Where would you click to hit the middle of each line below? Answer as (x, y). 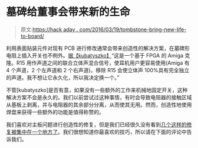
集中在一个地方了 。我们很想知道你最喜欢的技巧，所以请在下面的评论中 (101, 132)
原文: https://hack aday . (49, 29)
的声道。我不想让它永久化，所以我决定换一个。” (63, 78)
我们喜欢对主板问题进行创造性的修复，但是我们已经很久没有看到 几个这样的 (96, 125)
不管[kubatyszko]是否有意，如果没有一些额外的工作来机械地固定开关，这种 (97, 90)
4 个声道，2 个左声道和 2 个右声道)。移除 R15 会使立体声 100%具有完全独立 (98, 70)
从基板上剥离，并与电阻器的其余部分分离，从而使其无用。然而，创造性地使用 (99, 105)
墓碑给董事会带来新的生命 (68, 12)
